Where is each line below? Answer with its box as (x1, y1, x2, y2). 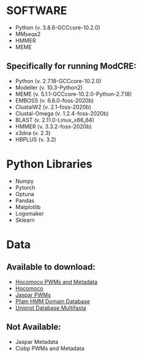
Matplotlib (15, 203, 41, 211)
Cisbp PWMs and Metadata (15, 345, 84, 352)
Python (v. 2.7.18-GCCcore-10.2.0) (15, 77, 102, 84)
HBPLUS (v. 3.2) (15, 136, 56, 143)
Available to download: (6, 262, 96, 272)
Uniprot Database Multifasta (15, 304, 87, 312)
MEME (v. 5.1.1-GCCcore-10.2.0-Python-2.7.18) (15, 90, 132, 98)
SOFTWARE (6, 4, 67, 18)
